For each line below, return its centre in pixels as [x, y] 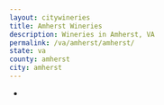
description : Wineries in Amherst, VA [82, 34]
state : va [28, 51]
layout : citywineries [50, 17]
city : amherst [36, 68]
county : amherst [40, 59]
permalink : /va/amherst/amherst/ [72, 43]
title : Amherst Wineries [56, 26]
